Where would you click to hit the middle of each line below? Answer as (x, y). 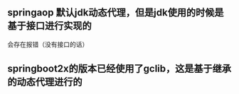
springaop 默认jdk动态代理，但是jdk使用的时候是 (116, 13)
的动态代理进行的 (45, 82)
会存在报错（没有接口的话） (48, 44)
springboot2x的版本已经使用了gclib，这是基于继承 (119, 69)
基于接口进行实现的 (49, 26)
